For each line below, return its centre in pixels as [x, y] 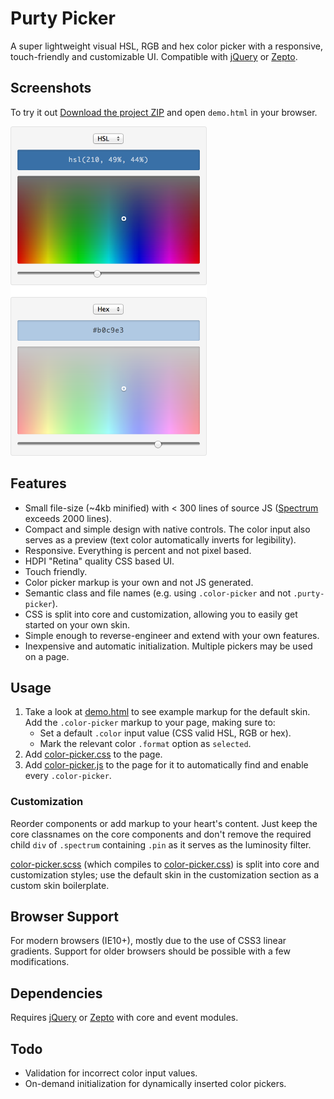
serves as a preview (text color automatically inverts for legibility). [160, 539]
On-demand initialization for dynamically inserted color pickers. [155, 1084]
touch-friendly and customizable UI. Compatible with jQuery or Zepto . [154, 56]
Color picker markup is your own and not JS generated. [139, 582]
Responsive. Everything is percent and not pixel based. [138, 550]
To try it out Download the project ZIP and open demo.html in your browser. [164, 112]
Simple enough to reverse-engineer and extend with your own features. [172, 635]
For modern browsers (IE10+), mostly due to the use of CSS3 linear [148, 941]
